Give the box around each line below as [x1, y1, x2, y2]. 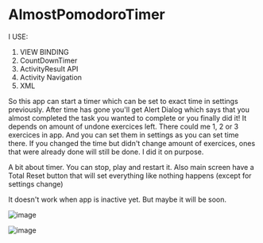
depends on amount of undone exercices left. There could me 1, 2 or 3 [8, 121, 239, 131]
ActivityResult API [19, 64, 79, 73]
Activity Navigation [19, 72, 82, 82]
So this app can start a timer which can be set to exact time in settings [8, 96, 238, 106]
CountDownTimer [19, 56, 78, 65]
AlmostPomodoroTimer [8, 6, 165, 24]
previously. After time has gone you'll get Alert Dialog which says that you [8, 105, 250, 114]
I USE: [8, 32, 29, 41]
